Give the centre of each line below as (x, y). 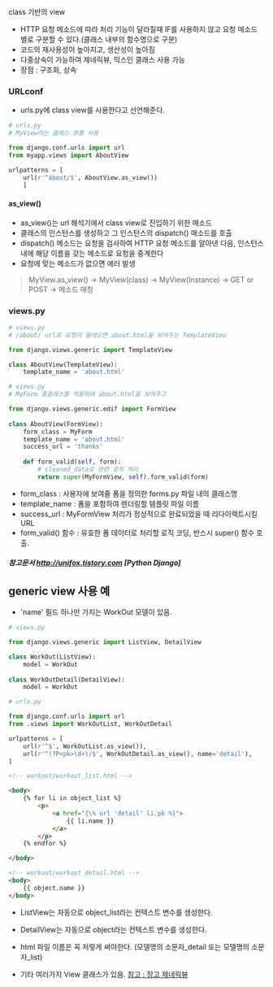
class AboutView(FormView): (56, 424)
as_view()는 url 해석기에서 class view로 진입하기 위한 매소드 (116, 223)
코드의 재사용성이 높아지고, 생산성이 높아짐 (88, 50)
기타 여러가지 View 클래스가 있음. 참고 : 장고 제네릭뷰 (104, 974)
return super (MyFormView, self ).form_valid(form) (123, 477)
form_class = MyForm (58, 432)
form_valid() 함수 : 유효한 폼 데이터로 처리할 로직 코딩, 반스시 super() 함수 (137, 533)
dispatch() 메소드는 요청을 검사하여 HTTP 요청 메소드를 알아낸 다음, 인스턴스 (142, 243)
